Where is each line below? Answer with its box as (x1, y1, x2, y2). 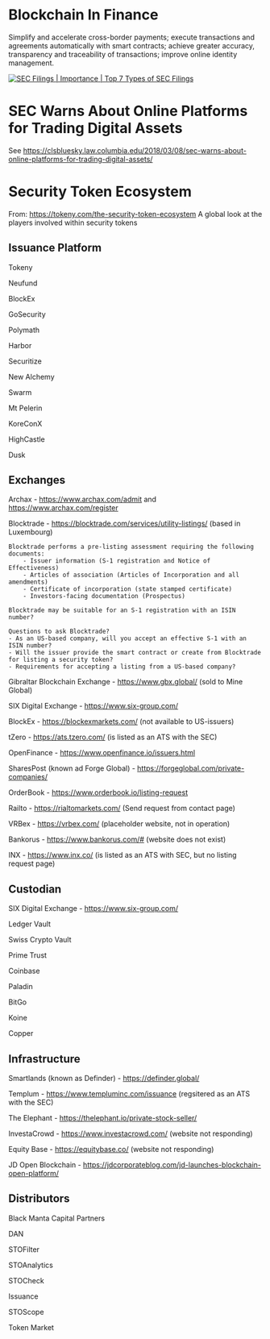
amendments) (8, 578, 48, 586)
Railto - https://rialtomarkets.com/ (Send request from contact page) (8, 804, 236, 813)
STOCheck (8, 1275, 44, 1285)
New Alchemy (8, 372, 55, 381)
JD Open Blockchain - (8, 1160, 82, 1170)
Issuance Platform (8, 241, 102, 255)
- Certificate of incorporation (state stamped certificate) (23, 585, 232, 593)
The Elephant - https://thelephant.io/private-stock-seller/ (8, 1113, 197, 1123)
